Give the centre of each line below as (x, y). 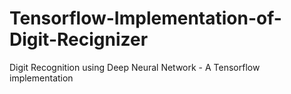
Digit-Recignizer (79, 39)
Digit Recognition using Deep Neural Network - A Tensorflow (135, 67)
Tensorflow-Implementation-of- (145, 18)
